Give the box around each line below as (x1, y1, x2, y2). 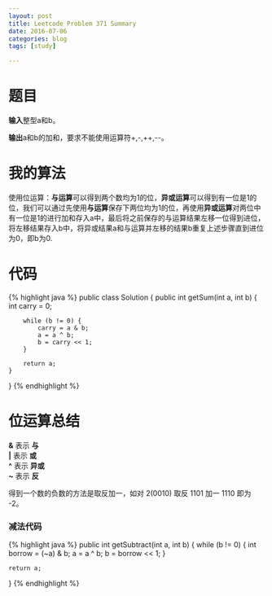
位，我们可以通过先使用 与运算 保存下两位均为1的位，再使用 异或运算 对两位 (8, 203, 254, 213)
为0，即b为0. (8, 234, 53, 243)
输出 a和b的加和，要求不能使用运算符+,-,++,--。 (8, 133, 169, 142)
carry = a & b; (37, 323, 90, 332)
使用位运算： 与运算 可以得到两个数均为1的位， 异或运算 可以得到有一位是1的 (8, 193, 257, 202)
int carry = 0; (8, 300, 53, 310)
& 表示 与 (8, 440, 39, 450)
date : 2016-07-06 (8, 27, 68, 35)
